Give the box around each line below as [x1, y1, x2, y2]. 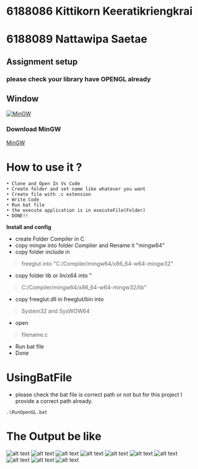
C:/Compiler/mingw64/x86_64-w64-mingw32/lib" [21, 283, 147, 291]
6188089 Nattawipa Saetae [6, 32, 147, 46]
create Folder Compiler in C [15, 235, 85, 242]
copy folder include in [15, 248, 70, 255]
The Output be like [6, 429, 102, 443]
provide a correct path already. [15, 397, 93, 404]
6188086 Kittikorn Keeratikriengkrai [6, 4, 193, 18]
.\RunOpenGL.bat [6, 409, 48, 415]
